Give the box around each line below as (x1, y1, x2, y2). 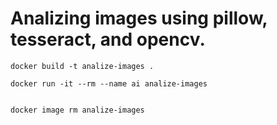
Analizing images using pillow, (10, 7, 268, 30)
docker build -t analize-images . (10, 61, 155, 71)
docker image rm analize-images (10, 105, 145, 115)
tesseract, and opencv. (10, 28, 206, 51)
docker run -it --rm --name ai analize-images (10, 78, 208, 89)
